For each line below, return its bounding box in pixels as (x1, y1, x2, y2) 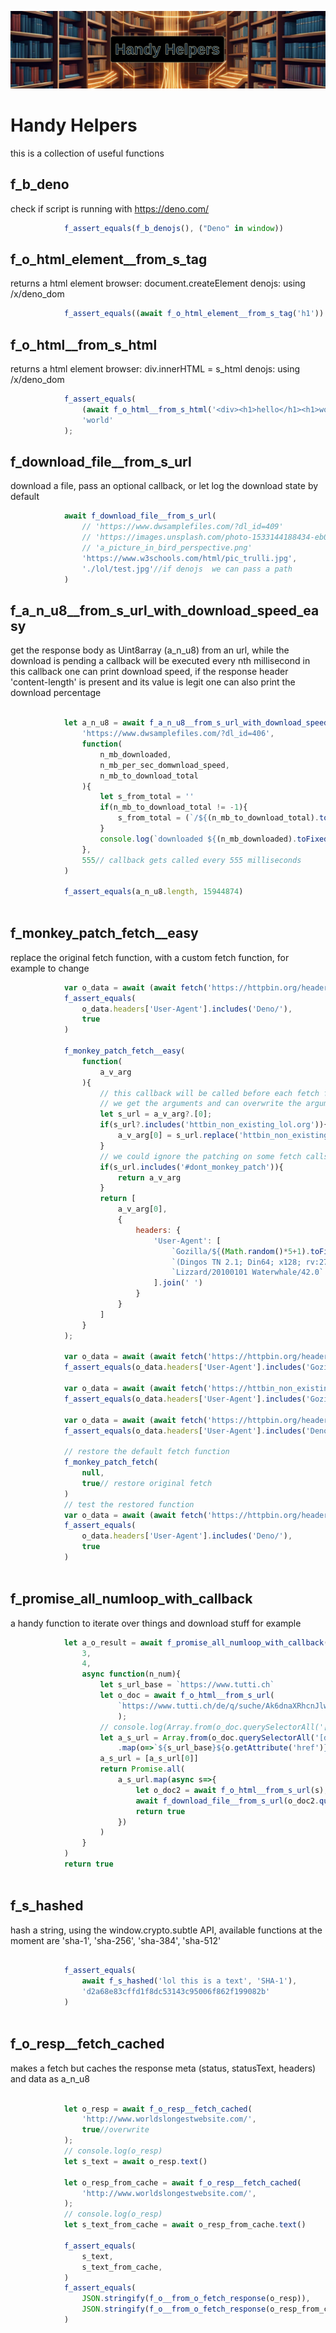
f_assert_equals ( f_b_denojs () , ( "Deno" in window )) (63, 223, 284, 233)
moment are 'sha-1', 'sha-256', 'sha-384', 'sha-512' (10, 1934, 222, 1946)
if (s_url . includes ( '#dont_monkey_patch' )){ (99, 1162, 284, 1172)
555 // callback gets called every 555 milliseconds (81, 855, 302, 865)
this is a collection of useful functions (10, 147, 165, 159)
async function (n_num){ (81, 1669, 182, 1680)
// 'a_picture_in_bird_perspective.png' (81, 543, 253, 553)
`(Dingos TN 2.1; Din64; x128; (171, 1257, 302, 1267)
